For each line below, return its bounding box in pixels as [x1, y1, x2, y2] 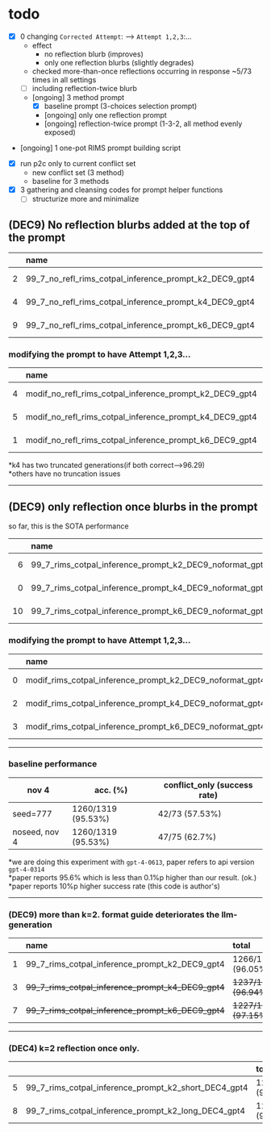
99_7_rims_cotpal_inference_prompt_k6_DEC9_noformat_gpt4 [31, 606, 269, 617]
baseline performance [8, 758, 98, 770]
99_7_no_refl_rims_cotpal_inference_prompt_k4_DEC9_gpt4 [25, 296, 256, 307]
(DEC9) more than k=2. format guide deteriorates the [8, 909, 220, 920]
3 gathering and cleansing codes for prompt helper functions [19, 185, 223, 194]
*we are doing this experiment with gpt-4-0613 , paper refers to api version [8, 857, 255, 867]
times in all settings [31, 75, 97, 85]
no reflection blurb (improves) [44, 49, 144, 59]
